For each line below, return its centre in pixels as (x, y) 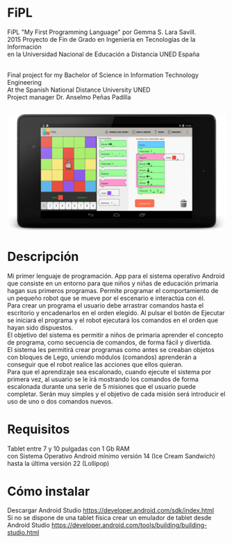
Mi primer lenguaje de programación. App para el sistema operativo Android (116, 276)
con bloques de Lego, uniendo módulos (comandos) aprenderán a (102, 357)
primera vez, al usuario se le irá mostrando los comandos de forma (103, 379)
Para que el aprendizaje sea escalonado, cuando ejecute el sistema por (109, 371)
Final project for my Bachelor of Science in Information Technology (103, 75)
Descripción (43, 257)
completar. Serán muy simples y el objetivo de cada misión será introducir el (116, 394)
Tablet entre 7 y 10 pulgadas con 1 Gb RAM (68, 449)
